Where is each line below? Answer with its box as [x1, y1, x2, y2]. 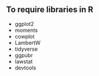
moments [14, 27, 38, 34]
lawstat [14, 58, 33, 65]
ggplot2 [14, 20, 34, 27]
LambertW [14, 39, 41, 46]
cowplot [14, 32, 35, 40]
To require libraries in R [6, 5, 94, 15]
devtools [14, 64, 37, 71]
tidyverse [14, 45, 38, 52]
